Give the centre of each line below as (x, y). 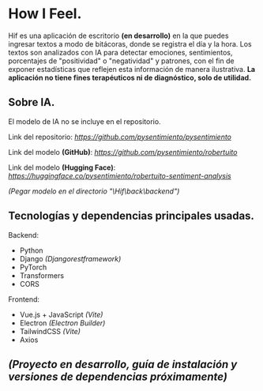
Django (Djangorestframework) (70, 258)
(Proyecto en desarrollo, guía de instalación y (123, 364)
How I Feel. (45, 14)
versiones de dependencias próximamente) (118, 376)
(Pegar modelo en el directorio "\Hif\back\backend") (94, 191)
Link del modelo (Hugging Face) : (62, 167)
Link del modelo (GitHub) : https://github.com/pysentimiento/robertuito (123, 152)
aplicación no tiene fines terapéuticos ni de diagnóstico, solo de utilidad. (130, 77)
